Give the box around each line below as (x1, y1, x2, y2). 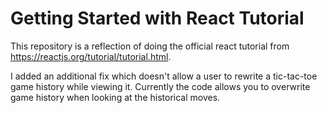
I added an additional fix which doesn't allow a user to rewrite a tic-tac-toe (10, 70, 318, 82)
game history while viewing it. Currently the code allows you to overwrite (10, 80, 311, 92)
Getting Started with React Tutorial (10, 7, 305, 30)
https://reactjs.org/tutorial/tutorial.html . (10, 50, 172, 62)
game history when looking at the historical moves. (10, 91, 221, 103)
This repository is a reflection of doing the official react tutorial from (10, 40, 290, 52)
